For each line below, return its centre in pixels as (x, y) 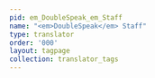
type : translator (42, 34)
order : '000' (34, 43)
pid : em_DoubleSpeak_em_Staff (66, 17)
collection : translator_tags (64, 59)
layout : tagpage (40, 51)
